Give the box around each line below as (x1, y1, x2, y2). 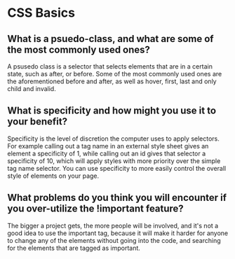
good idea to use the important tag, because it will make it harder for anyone (7, 229, 229, 237)
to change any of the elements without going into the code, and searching (7, 236, 221, 244)
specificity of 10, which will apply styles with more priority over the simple (7, 156, 221, 165)
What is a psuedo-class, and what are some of (7, 33, 214, 45)
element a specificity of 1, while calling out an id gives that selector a (7, 149, 206, 157)
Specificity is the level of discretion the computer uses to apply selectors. (7, 134, 220, 143)
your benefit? (7, 115, 68, 127)
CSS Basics (7, 5, 76, 21)
